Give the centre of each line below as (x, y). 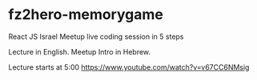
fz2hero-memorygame (86, 15)
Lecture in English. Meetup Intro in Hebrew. (79, 51)
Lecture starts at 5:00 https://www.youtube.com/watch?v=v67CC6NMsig (129, 67)
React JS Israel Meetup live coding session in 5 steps (96, 36)
